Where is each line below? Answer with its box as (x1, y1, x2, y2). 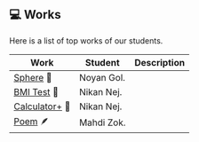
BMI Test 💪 (13, 85, 60, 98)
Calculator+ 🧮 (13, 100, 71, 113)
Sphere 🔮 (13, 71, 52, 83)
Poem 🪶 (13, 114, 50, 127)
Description (134, 56, 185, 68)
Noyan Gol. (78, 71, 126, 83)
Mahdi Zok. (78, 116, 126, 129)
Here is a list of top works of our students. (9, 35, 163, 46)
